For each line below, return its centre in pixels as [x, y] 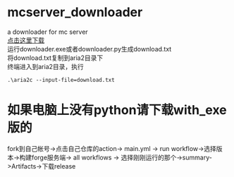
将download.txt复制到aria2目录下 [55, 58]
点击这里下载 [26, 40]
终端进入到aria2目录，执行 [46, 66]
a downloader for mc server [48, 32]
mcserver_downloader [75, 12]
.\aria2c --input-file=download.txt [61, 80]
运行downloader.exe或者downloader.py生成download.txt [90, 49]
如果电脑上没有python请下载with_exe [117, 110]
